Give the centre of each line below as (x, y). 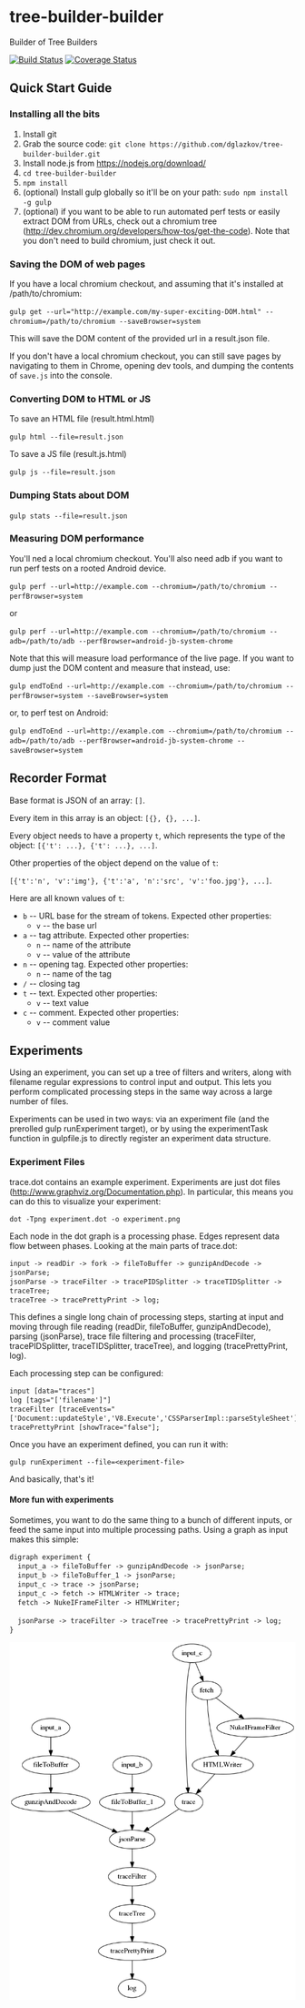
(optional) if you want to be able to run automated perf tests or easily (151, 211)
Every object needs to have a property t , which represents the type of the (148, 836)
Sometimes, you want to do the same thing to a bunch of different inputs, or (151, 1520)
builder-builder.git (61, 154)
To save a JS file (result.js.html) (68, 454)
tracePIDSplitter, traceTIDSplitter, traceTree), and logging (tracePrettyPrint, (149, 1345)
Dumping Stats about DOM (69, 495)
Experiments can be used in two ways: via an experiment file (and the (139, 1119)
